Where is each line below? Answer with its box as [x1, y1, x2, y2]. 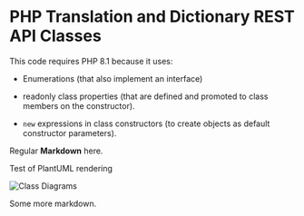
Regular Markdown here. [9, 145, 103, 156]
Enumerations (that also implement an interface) [22, 73, 203, 83]
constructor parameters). [22, 127, 117, 138]
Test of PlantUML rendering [9, 162, 113, 173]
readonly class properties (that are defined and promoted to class [22, 91, 269, 102]
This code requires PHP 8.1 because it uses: [9, 55, 173, 66]
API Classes [9, 25, 102, 46]
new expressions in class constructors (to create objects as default [22, 118, 270, 129]
